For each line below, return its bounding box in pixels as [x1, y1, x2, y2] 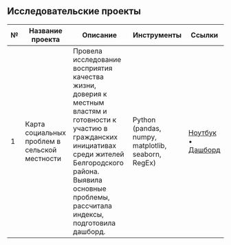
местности [25, 153, 62, 163]
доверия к [73, 89, 107, 98]
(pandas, [133, 123, 162, 133]
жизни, [73, 81, 96, 90]
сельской [25, 145, 57, 154]
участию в [73, 123, 108, 133]
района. [73, 167, 100, 176]
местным [73, 98, 104, 107]
